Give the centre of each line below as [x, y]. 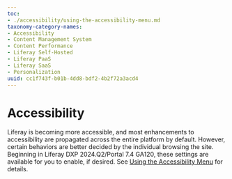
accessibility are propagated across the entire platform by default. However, [116, 139]
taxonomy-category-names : [45, 26]
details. [18, 169]
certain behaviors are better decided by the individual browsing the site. [110, 147]
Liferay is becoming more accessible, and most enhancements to [101, 132]
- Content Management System [49, 40]
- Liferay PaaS [29, 59]
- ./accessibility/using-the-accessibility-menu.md [84, 20]
